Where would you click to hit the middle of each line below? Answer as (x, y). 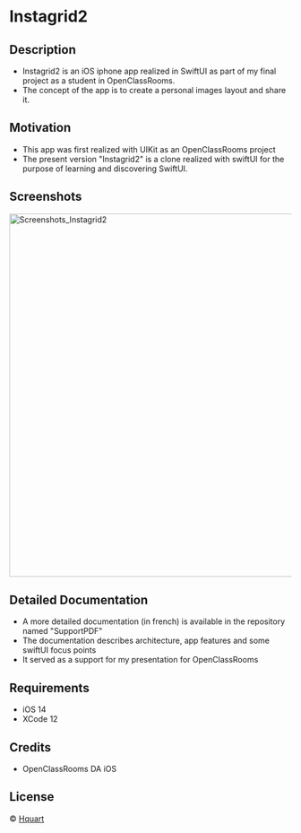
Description (43, 50)
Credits (30, 747)
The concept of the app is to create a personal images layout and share (154, 90)
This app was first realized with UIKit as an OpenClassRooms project (149, 149)
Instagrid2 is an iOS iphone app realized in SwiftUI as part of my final (149, 71)
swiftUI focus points (59, 650)
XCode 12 (40, 719)
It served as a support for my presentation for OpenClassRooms (140, 660)
